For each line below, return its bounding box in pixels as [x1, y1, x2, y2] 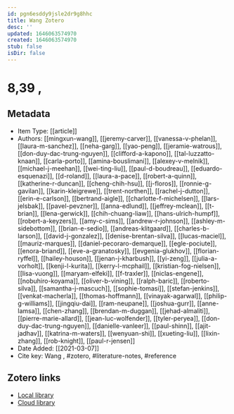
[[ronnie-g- [178, 179, 212, 188]
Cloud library [17, 398, 56, 406]
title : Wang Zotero [7, 17, 65, 24]
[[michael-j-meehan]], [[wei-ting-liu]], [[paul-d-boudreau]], [17, 164, 190, 173]
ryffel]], [17, 254, 40, 262]
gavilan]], [17, 186, 46, 195]
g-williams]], [17, 299, 54, 308]
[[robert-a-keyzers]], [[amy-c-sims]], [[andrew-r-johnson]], [17, 217, 190, 225]
